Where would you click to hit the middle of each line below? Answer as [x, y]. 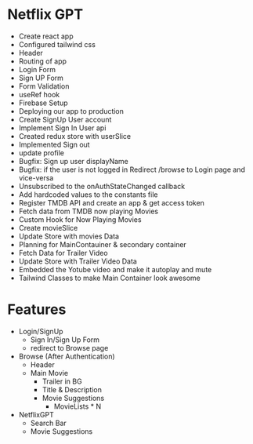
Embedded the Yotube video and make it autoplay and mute [115, 269]
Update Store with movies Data [69, 236]
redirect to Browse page [69, 348]
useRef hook [39, 94]
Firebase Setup [43, 103]
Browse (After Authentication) [67, 356]
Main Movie [49, 373]
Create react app [46, 36]
